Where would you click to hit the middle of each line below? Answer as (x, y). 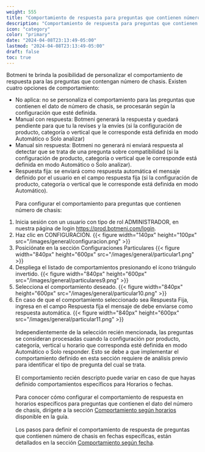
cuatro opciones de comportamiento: (53, 88)
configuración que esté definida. (56, 112)
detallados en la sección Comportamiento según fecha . (85, 442)
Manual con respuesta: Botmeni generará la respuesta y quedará (97, 119)
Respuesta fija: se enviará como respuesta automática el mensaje (98, 171)
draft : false (23, 52)
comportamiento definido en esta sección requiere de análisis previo (101, 358)
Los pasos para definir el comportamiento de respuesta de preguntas (103, 429)
